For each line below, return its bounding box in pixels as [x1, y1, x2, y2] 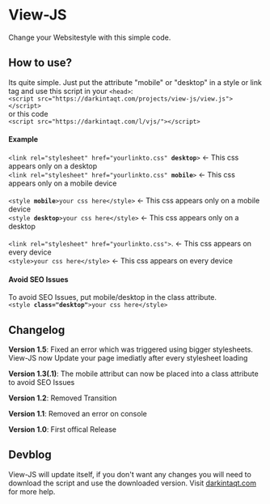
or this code [8, 109, 49, 118]
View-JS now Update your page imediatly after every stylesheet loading [8, 352, 248, 362]
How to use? [8, 56, 73, 70]
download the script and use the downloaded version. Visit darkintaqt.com [8, 478, 257, 488]
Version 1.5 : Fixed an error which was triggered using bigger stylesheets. [8, 344, 253, 354]
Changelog [8, 322, 65, 337]
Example [8, 135, 39, 144]
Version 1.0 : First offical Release [8, 424, 117, 434]
